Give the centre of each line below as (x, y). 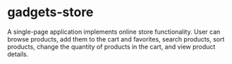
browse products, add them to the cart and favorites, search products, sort (116, 39)
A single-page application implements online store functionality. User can (114, 32)
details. (18, 54)
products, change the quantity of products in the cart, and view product (111, 46)
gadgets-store (50, 12)
